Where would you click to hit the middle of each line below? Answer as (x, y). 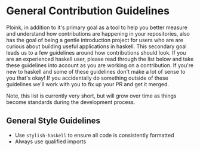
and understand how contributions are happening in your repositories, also (98, 33)
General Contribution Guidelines (88, 11)
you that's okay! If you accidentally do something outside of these (87, 78)
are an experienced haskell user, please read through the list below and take (100, 59)
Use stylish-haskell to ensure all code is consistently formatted (94, 135)
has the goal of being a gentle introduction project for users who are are (95, 40)
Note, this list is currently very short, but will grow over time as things (91, 96)
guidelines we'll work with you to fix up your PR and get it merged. (87, 84)
